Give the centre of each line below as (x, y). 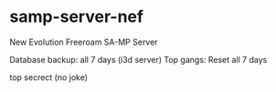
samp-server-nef (77, 17)
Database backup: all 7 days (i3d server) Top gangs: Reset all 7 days (138, 59)
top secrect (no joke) (49, 77)
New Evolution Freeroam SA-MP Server (84, 42)
